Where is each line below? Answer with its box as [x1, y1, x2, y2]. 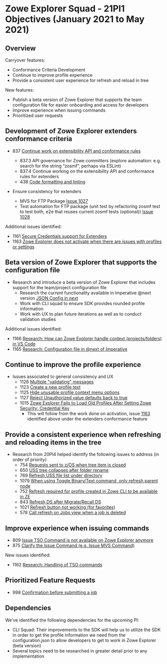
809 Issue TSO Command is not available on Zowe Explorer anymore [12, 537, 154, 543]
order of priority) [12, 456, 47, 463]
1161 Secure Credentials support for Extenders [12, 233, 107, 239]
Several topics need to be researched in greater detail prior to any [12, 648, 148, 654]
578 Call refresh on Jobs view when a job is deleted [19, 510, 126, 516]
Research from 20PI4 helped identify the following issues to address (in [12, 451, 159, 457]
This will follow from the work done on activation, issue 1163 [27, 411, 151, 417]
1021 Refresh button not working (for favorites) [19, 504, 115, 510]
